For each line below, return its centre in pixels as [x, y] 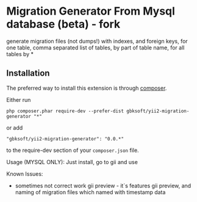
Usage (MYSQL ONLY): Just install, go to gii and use [72, 162]
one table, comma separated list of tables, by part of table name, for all [95, 48]
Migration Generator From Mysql [91, 11]
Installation [28, 74]
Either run [19, 99]
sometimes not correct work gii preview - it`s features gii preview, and [103, 186]
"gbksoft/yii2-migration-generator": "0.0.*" [65, 139]
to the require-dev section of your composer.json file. [73, 150]
